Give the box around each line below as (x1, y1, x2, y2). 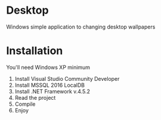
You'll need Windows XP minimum (6, 64, 91, 71)
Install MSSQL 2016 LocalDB (14, 81, 85, 89)
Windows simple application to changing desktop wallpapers (6, 23, 156, 30)
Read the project (14, 94, 56, 101)
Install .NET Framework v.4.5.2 (14, 87, 91, 95)
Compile (14, 100, 36, 108)
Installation (6, 44, 63, 58)
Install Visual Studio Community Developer (14, 75, 120, 82)
